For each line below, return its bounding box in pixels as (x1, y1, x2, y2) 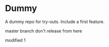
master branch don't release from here (5, 28, 82, 34)
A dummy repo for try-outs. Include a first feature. (5, 19, 105, 24)
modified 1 (5, 37, 26, 43)
